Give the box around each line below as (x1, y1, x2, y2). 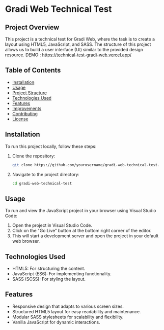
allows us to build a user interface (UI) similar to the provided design (5, 47, 143, 52)
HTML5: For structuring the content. (12, 265, 85, 271)
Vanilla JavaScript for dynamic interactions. (12, 319, 101, 325)
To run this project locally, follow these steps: (5, 143, 97, 149)
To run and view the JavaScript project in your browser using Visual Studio (5, 208, 156, 214)
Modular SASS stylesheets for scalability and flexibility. (12, 314, 124, 320)
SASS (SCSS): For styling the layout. (12, 276, 86, 282)
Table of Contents (5, 66, 61, 74)
